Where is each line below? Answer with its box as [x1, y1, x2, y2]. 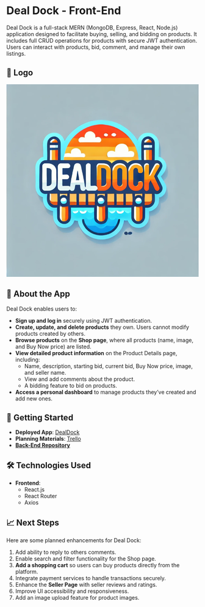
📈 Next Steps [6, 517, 60, 528]
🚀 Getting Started [6, 412, 74, 422]
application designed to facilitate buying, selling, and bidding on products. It [6, 30, 197, 37]
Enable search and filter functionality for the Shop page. [15, 555, 157, 562]
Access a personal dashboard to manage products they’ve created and [15, 388, 196, 395]
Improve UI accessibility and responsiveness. [15, 587, 129, 595]
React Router [24, 493, 57, 500]
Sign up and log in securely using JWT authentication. [15, 317, 153, 324]
